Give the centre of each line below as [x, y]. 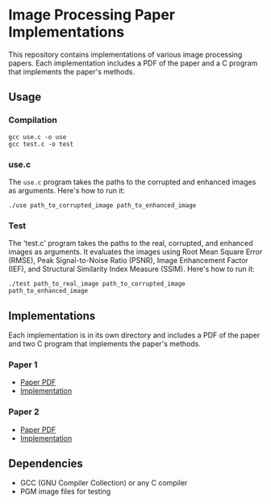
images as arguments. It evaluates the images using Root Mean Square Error [135, 252]
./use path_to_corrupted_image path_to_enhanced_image [102, 205]
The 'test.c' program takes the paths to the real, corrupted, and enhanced [131, 244]
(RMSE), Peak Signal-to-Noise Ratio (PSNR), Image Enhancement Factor [128, 260]
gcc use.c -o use [38, 137]
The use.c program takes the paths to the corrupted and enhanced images [132, 182]
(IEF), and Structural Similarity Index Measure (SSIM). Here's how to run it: [132, 269]
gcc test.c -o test [41, 144]
